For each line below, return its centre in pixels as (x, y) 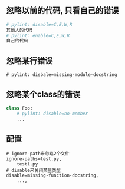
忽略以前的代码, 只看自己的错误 (63, 11)
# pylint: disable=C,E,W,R (39, 24)
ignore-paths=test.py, (34, 159)
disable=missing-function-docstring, (52, 175)
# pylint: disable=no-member (52, 114)
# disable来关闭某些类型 (33, 170)
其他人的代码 (19, 30)
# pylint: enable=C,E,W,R (38, 35)
